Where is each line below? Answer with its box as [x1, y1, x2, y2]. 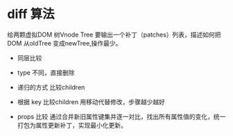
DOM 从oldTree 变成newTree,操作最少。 [7, 39, 122, 47]
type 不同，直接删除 [17, 68, 75, 77]
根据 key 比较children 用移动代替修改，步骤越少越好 [17, 97, 165, 106]
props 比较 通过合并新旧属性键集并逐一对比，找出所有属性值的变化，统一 [17, 112, 226, 121]
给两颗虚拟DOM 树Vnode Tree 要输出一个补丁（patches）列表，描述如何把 [7, 30, 221, 39]
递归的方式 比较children [17, 83, 85, 91]
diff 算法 [7, 6, 55, 22]
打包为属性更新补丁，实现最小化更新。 [17, 121, 127, 129]
